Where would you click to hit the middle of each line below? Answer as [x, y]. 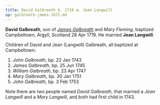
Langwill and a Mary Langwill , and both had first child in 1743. [70, 97]
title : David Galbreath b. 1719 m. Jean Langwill [59, 10]
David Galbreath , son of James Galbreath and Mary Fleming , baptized [79, 29]
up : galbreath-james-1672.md [36, 15]
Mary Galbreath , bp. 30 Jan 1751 [47, 76]
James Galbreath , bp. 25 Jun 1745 [49, 65]
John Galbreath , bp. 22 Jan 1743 [47, 60]
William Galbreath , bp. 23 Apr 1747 [49, 71]
